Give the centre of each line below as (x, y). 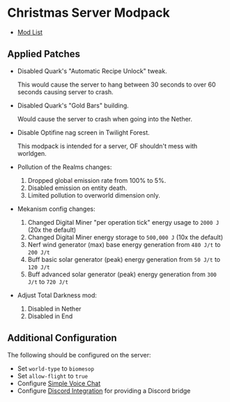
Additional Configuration (62, 338)
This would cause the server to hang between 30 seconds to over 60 (116, 84)
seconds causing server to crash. (65, 91)
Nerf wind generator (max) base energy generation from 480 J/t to (124, 244)
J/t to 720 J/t (48, 281)
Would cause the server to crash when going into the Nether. (105, 119)
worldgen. (32, 153)
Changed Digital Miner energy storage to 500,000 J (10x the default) (125, 237)
